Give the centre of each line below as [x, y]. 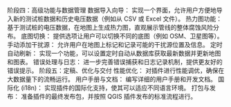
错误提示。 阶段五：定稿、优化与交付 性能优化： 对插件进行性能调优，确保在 [116, 70]
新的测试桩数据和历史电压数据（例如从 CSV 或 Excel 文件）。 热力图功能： [118, 19]
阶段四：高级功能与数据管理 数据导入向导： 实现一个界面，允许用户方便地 [112, 10]
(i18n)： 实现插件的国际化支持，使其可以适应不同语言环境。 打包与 [115, 88]
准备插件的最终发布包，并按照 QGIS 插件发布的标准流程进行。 [109, 96]
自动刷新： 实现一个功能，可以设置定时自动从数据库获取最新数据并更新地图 [114, 53]
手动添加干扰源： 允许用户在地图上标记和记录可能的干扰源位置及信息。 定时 [115, 45]
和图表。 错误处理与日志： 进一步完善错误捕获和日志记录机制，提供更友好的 [115, 62]
